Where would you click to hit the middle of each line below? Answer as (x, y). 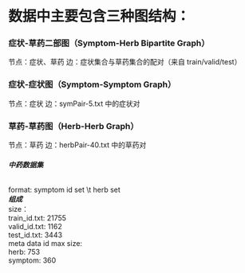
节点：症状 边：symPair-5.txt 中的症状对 (74, 103)
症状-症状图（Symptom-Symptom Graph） (92, 84)
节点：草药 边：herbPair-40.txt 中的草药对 (77, 145)
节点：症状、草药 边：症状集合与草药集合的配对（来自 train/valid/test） (125, 62)
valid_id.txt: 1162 (35, 227)
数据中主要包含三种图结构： (99, 16)
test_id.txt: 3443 (35, 235)
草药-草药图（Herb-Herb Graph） (73, 126)
